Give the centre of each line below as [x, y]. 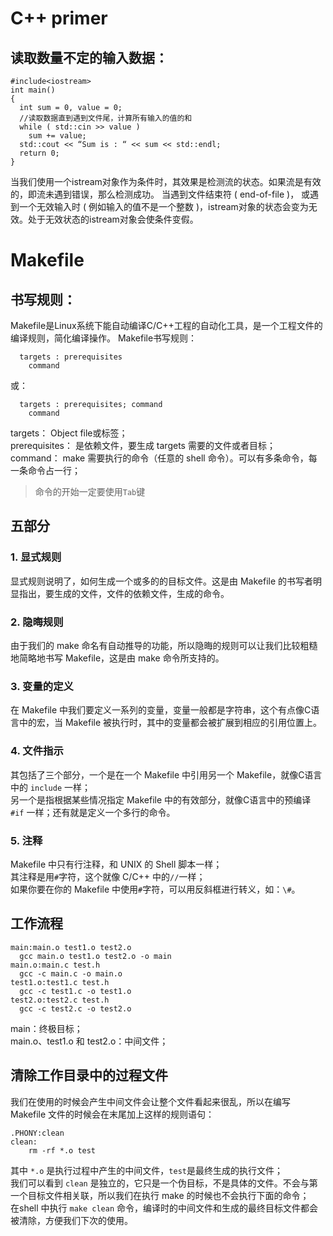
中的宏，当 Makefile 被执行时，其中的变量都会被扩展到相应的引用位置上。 [170, 723]
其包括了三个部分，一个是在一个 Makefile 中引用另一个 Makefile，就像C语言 [166, 774]
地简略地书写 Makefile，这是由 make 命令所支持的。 [117, 658]
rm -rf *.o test [62, 1150]
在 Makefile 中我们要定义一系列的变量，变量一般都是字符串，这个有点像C [161, 710]
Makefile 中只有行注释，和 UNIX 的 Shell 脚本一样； [116, 864]
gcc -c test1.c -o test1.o [75, 991]
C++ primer [59, 18]
